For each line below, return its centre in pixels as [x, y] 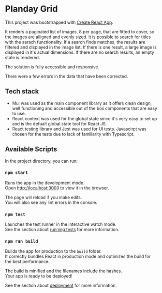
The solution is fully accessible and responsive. [52, 67]
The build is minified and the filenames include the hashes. [64, 271]
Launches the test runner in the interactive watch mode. [61, 224]
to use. [19, 113]
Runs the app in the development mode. [45, 183]
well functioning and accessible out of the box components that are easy [84, 108]
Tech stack [22, 91]
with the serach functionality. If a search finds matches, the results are [75, 42]
